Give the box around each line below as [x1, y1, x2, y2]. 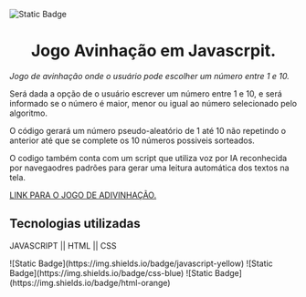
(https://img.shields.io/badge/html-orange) [9, 277, 171, 288]
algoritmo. [9, 108, 48, 118]
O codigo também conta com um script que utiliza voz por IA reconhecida [9, 152, 288, 163]
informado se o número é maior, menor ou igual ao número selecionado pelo [9, 97, 298, 108]
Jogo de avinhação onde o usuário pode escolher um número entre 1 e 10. [9, 70, 290, 81]
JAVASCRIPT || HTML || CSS [9, 240, 117, 251]
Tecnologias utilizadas [9, 216, 141, 231]
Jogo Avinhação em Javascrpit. [30, 41, 277, 61]
